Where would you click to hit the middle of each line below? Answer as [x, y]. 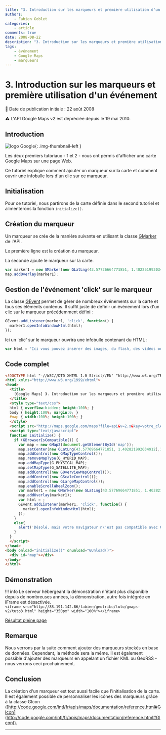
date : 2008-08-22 [23, 38]
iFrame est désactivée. [28, 602]
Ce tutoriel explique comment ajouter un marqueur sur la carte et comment [81, 171]
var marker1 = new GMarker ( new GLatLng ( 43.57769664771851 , [80, 490]
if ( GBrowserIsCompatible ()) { [46, 440]
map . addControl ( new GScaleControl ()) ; [58, 477]
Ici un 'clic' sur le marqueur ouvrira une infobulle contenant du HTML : [76, 340]
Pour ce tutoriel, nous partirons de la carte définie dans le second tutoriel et [82, 203]
